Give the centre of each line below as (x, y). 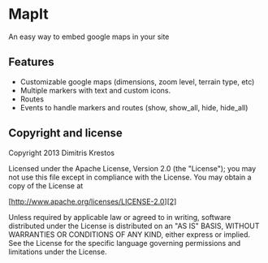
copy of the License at (46, 185)
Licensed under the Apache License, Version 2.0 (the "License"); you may (132, 168)
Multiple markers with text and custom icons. (95, 90)
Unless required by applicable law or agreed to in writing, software (120, 217)
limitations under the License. (58, 252)
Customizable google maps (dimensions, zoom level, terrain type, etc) (137, 81)
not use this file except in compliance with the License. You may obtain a (130, 177)
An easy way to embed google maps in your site (89, 37)
